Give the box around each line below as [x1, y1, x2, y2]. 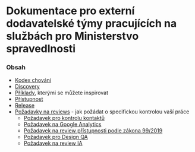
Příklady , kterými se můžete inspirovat [14, 89, 109, 96]
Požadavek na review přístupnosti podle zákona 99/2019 [23, 127, 163, 134]
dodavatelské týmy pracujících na [6, 17, 177, 30]
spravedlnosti [6, 42, 76, 56]
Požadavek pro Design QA [23, 134, 88, 141]
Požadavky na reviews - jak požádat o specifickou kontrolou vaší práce [14, 108, 190, 115]
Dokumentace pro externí [6, 4, 135, 18]
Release [14, 102, 34, 109]
